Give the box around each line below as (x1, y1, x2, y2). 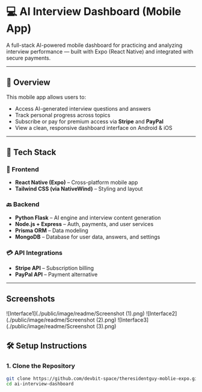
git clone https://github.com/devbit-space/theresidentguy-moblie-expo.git (6, 375, 200, 382)
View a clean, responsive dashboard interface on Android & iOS (14, 124, 173, 131)
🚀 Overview (6, 78, 50, 88)
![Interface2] (146, 310, 177, 317)
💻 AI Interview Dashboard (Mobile (6, 5, 182, 19)
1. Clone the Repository (6, 362, 75, 370)
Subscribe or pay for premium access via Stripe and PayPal (14, 118, 164, 125)
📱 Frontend (6, 165, 39, 174)
